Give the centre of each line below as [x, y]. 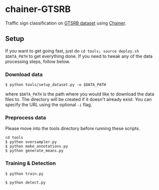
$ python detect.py [25, 182]
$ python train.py [24, 173]
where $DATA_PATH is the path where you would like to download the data [80, 94]
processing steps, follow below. [38, 61]
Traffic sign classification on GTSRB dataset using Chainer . [66, 23]
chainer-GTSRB [38, 9]
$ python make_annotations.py [37, 146]
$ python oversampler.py [31, 142]
